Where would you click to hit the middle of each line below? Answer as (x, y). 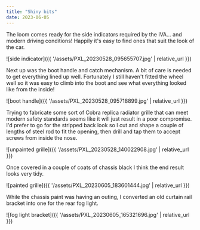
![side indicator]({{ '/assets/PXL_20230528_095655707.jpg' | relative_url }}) (99, 59)
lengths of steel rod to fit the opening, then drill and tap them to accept (93, 131)
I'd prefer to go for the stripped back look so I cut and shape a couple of (95, 125)
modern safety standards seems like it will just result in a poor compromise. (99, 119)
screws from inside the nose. (42, 137)
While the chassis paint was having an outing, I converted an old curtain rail (99, 197)
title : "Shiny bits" (32, 12)
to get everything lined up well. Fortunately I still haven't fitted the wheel (95, 76)
